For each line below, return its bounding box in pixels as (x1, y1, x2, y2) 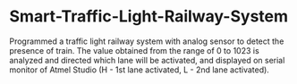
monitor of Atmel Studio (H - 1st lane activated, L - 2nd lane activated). (9, 64, 270, 75)
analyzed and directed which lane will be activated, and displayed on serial (9, 55, 285, 65)
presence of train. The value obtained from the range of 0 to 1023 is (9, 45, 259, 55)
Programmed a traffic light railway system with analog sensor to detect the (9, 36, 284, 46)
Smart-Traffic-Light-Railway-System (9, 6, 289, 27)
